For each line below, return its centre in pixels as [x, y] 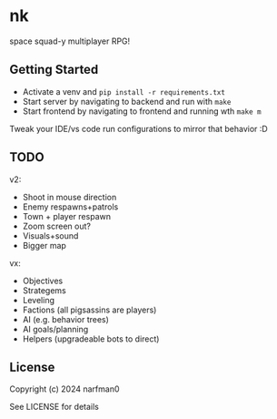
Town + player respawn [67, 216]
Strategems [44, 290]
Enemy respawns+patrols [70, 207]
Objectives [43, 281]
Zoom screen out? [56, 226]
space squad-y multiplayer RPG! [70, 41]
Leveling [38, 300]
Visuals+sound [50, 235]
